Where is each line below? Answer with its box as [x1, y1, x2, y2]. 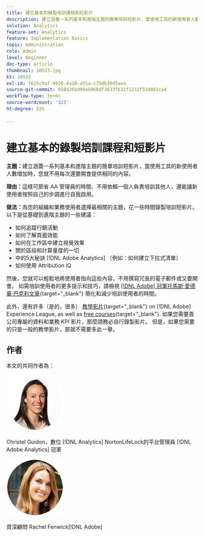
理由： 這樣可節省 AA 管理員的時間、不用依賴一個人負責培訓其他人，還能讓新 [6, 183, 198, 190]
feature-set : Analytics [6, 29, 67, 35]
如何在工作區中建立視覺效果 [15, 239, 85, 246]
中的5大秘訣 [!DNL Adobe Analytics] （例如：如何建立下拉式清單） [15, 254, 182, 261]
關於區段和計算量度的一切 [15, 246, 80, 254]
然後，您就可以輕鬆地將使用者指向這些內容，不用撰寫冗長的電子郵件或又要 [6, 274, 192, 282]
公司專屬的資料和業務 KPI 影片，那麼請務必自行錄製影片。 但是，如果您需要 [6, 317, 195, 325]
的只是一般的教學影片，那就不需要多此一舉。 [6, 325, 118, 333]
